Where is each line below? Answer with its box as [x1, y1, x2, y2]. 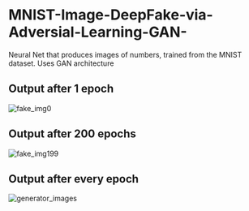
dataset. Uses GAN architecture [8, 58, 114, 68]
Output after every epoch [8, 172, 140, 186]
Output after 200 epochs [8, 127, 136, 141]
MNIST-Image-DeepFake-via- [8, 6, 213, 24]
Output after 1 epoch [8, 82, 114, 96]
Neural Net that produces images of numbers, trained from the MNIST [8, 50, 243, 59]
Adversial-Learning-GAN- [8, 23, 188, 41]
